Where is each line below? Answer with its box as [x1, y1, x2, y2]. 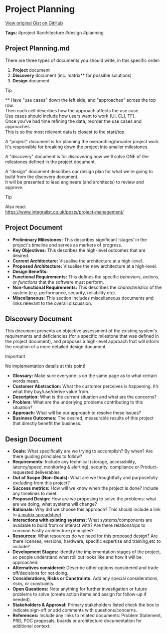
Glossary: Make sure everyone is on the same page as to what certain [12, 373, 157, 379]
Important [5, 353, 25, 360]
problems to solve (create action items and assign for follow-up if [12, 591, 147, 597]
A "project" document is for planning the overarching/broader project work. [5, 138, 161, 144]
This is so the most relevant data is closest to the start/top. [5, 129, 126, 135]
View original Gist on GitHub [5, 20, 63, 26]
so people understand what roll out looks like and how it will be [12, 554, 142, 560]
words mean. [12, 378, 40, 384]
